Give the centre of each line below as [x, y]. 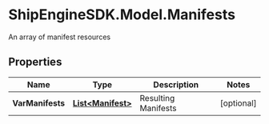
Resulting [157, 98]
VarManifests [39, 103]
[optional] [238, 103]
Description [176, 84]
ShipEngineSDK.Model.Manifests [122, 15]
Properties [35, 62]
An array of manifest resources [59, 37]
